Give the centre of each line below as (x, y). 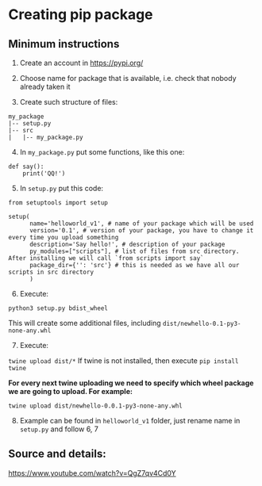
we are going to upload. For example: (71, 391)
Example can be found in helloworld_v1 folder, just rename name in (130, 421)
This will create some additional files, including (85, 323)
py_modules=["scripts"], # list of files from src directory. (134, 251)
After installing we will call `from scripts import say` (106, 258)
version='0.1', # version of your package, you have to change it (141, 231)
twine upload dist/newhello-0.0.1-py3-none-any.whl (95, 406)
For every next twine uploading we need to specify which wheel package (131, 383)
